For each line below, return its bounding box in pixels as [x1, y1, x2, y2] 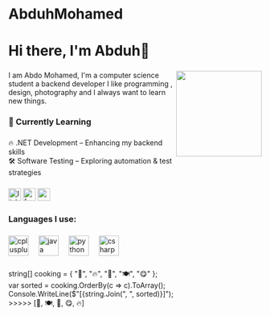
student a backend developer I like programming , [8, 79, 173, 89]
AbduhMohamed [8, 5, 123, 23]
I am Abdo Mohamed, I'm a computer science [8, 70, 159, 81]
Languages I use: [8, 213, 77, 224]
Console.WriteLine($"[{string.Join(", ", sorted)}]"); [8, 289, 174, 298]
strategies [8, 168, 42, 177]
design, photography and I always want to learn [8, 88, 166, 98]
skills [8, 147, 26, 157]
